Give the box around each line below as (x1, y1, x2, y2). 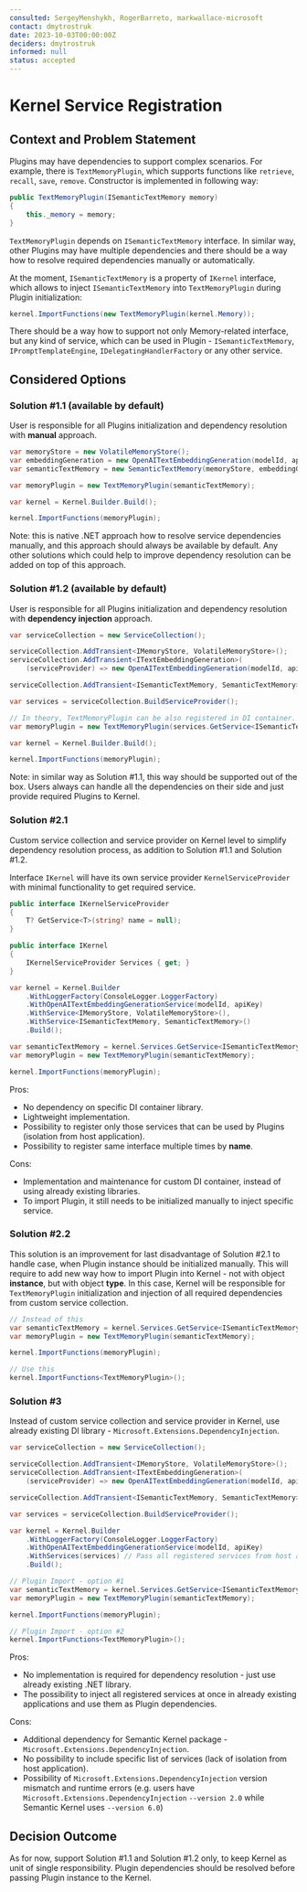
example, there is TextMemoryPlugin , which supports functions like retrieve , (9, 166, 295, 176)
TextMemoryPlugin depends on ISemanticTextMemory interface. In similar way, (9, 235, 296, 246)
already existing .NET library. (22, 1679, 132, 1690)
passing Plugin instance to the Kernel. (9, 1872, 153, 1884)
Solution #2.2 (9, 1227, 71, 1240)
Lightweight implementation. (22, 1111, 131, 1122)
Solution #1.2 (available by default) (9, 583, 167, 595)
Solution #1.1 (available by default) (9, 399, 164, 412)
